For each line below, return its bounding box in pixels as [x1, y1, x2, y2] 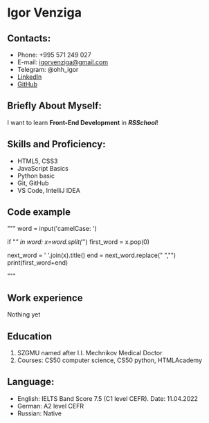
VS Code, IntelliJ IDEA [17, 186, 81, 194]
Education [7, 330, 53, 342]
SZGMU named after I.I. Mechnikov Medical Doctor [17, 349, 163, 357]
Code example [7, 206, 71, 218]
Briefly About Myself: [7, 100, 102, 112]
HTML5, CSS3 [17, 157, 58, 165]
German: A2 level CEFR [17, 402, 84, 410]
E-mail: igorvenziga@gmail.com [17, 58, 109, 66]
